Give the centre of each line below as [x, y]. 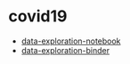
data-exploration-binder [65, 50]
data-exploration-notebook [71, 41]
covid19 [38, 16]
